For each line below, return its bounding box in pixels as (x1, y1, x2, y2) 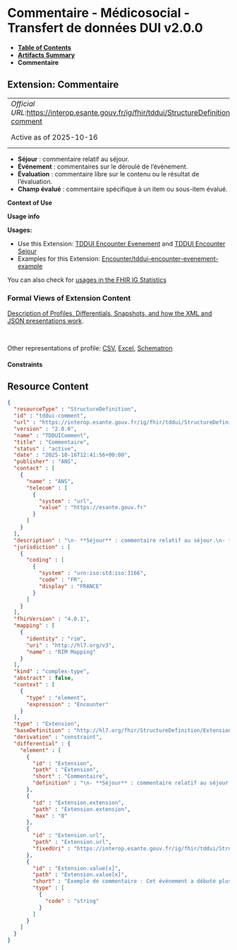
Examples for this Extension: (17, 254, 101, 262)
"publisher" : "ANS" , (13, 458, 78, 465)
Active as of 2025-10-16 (11, 132, 98, 142)
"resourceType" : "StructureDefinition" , (13, 406, 138, 413)
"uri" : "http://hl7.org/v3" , (25, 642, 115, 649)
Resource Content (7, 381, 89, 393)
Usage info (7, 212, 40, 220)
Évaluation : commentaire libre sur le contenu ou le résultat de (17, 169, 200, 178)
